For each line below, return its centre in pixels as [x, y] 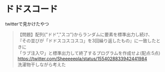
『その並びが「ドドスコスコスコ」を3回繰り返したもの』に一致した [87, 40]
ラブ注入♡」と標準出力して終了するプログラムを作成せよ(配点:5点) [91, 53]
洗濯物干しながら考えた [41, 65]
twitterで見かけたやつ [27, 24]
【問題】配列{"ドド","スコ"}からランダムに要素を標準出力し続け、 [85, 34]
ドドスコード [32, 9]
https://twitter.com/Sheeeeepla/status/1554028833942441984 [82, 59]
